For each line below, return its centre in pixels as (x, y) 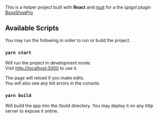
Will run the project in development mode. (48, 63)
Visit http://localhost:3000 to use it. (41, 68)
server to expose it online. (32, 111)
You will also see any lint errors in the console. (53, 83)
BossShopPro (19, 12)
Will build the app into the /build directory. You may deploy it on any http (79, 106)
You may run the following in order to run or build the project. (68, 40)
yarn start (18, 52)
